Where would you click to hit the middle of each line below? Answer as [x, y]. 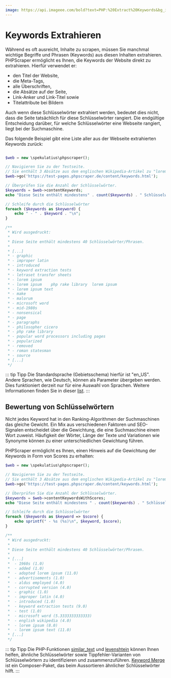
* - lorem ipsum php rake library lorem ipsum [62, 284]
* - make [17, 294]
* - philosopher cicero [33, 327]
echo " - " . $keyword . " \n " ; [48, 214]
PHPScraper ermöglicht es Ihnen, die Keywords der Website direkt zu [78, 60]
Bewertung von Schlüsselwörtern [60, 407]
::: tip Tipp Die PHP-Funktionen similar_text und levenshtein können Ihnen [82, 649]
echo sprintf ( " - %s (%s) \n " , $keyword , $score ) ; [68, 522]
